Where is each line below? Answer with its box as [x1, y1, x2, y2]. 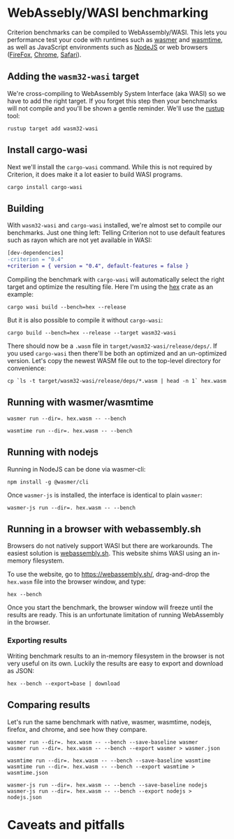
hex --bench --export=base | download [7, 680, 120, 687]
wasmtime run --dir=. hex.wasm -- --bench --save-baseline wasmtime [7, 757, 211, 764]
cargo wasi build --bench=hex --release [7, 304, 127, 311]
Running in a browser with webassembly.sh [7, 523, 201, 535]
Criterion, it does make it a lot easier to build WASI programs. [7, 170, 183, 178]
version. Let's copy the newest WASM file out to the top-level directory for [7, 357, 221, 365]
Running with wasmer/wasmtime [7, 397, 154, 409]
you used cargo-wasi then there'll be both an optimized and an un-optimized [7, 349, 227, 358]
